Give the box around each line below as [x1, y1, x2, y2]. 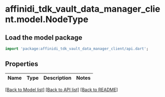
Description [43, 74, 71, 81]
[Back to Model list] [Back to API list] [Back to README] [5, 87, 118, 93]
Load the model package [5, 33, 83, 42]
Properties [5, 60, 38, 68]
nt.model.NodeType [5, 14, 89, 25]
